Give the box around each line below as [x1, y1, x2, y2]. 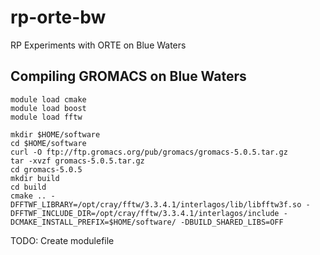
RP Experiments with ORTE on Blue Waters [10, 39, 187, 51]
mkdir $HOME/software [10, 129, 101, 140]
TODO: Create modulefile [10, 234, 115, 246]
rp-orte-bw [10, 6, 107, 29]
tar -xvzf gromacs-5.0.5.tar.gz [10, 156, 145, 166]
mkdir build [10, 173, 60, 183]
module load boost [10, 103, 87, 113]
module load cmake [10, 94, 87, 105]
